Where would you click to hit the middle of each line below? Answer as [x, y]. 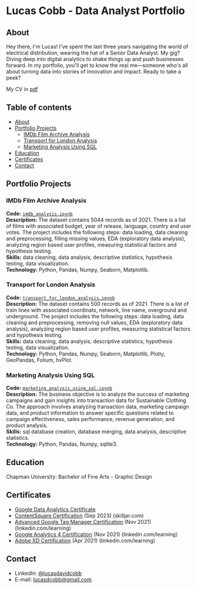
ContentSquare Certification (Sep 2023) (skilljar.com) [79, 516]
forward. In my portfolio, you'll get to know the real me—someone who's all [97, 65]
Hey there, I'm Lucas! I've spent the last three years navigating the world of [97, 46]
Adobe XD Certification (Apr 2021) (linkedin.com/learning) [85, 540]
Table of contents [39, 108]
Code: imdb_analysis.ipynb [39, 213]
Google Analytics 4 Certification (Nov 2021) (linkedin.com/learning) [96, 534]
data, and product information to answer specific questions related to [90, 413]
